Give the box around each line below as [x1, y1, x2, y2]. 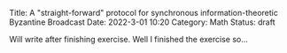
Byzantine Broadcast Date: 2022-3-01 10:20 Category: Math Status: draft [9, 17, 275, 27]
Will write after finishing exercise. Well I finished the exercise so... [9, 34, 248, 44]
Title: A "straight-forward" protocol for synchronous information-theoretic [9, 8, 279, 18]
